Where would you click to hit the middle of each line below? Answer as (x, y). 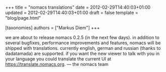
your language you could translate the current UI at (58, 59)
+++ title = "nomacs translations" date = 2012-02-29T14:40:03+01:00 (78, 7)
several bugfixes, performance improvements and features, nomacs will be (83, 43)
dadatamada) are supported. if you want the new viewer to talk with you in (82, 53)
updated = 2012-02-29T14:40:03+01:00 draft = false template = (72, 13)
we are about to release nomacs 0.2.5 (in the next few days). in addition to (82, 38)
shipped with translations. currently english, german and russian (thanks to (83, 48)
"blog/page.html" (23, 18)
